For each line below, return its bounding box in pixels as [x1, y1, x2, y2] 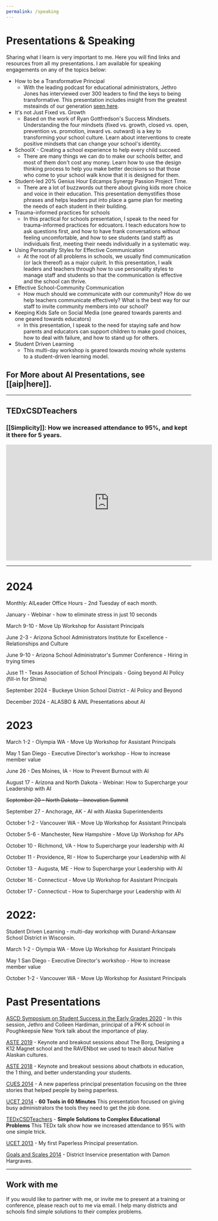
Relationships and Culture [6, 640, 69, 647]
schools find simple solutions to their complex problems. [6, 1208, 143, 1215]
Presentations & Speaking [6, 34, 135, 47]
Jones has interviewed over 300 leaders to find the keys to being [23, 90, 181, 97]
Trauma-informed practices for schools [14, 209, 110, 216]
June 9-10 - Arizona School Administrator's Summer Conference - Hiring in [6, 651, 188, 659]
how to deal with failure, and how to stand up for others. [23, 334, 160, 341]
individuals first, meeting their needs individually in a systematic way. [23, 240, 191, 247]
